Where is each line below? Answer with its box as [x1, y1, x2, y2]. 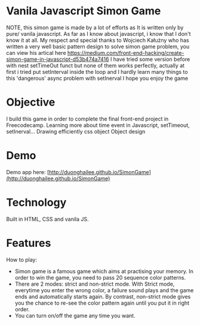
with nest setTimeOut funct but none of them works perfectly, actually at [6, 61, 185, 69]
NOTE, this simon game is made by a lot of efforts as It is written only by [6, 24, 184, 31]
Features [6, 236, 51, 250]
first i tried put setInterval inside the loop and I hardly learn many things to [6, 68, 188, 75]
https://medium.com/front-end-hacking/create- [67, 49, 184, 56]
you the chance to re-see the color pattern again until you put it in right [14, 299, 190, 307]
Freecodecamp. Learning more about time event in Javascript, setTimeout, [6, 121, 190, 129]
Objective [6, 95, 56, 109]
